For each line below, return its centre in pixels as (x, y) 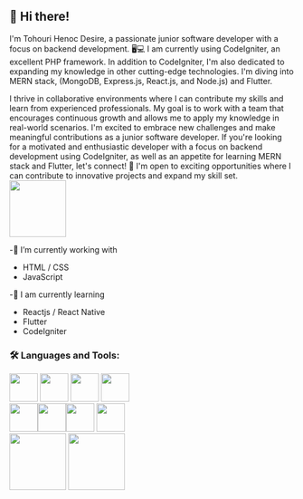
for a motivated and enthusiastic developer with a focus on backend (136, 147)
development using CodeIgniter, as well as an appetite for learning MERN (146, 156)
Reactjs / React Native (64, 312)
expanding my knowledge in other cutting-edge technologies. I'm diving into (151, 71)
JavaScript (43, 276)
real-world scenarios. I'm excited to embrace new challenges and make (142, 127)
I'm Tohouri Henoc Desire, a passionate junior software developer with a (144, 38)
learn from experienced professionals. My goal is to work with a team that (147, 108)
